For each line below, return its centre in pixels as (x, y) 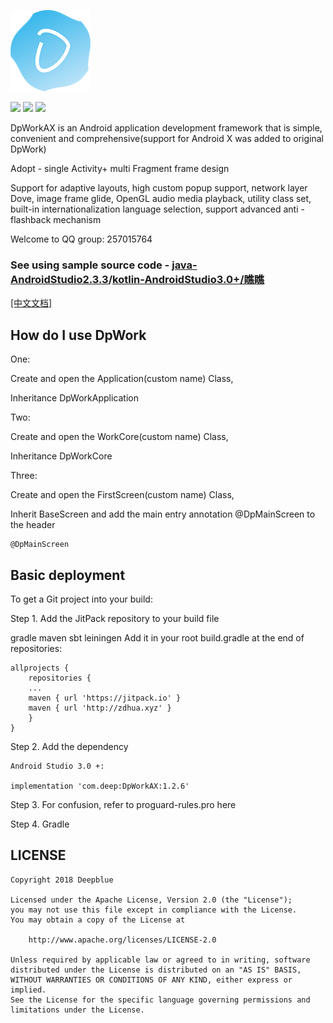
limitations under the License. (77, 1010)
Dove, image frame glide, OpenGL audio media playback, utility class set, (161, 198)
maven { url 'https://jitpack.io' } (105, 698)
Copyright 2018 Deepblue (62, 880)
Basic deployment (68, 575)
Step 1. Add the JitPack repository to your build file (115, 618)
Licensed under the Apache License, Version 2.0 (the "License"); (151, 900)
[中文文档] (31, 303)
